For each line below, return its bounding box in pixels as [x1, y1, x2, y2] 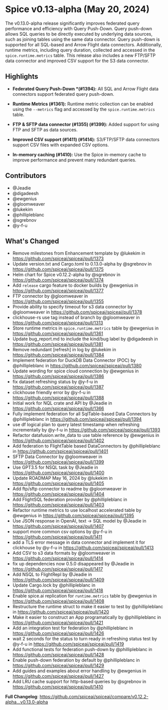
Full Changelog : [5, 694, 39, 700]
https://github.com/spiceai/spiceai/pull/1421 [12, 620, 104, 626]
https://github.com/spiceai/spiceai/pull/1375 [12, 266, 104, 273]
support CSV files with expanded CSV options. [12, 142, 109, 148]
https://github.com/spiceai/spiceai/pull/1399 [12, 459, 104, 465]
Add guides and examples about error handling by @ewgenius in [12, 668, 146, 674]
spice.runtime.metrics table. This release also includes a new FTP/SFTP [5, 52, 156, 58]
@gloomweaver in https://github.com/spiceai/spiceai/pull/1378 [12, 309, 142, 315]
